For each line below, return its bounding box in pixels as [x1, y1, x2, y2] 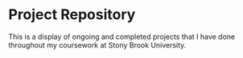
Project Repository [8, 6, 136, 24]
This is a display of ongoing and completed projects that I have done [8, 32, 236, 41]
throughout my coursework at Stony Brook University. [8, 40, 187, 49]
